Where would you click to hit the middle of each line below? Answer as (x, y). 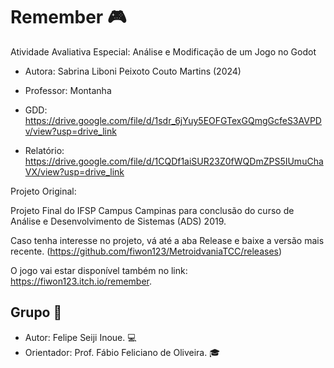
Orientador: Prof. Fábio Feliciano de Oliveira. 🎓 (122, 352)
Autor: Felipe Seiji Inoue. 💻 (80, 337)
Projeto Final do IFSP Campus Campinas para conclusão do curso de (152, 210)
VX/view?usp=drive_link (74, 171)
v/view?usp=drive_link (70, 131)
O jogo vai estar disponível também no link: (99, 270)
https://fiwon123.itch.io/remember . (81, 281)
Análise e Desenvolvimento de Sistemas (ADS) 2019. (118, 221)
